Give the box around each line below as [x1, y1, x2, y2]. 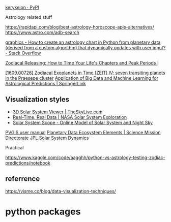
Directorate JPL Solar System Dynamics [5, 135, 89, 141]
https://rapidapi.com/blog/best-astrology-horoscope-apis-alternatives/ [5, 24, 154, 30]
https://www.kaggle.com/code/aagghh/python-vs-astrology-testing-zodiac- [5, 154, 165, 161]
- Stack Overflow [5, 50, 41, 56]
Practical [5, 144, 24, 150]
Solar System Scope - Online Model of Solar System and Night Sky [12, 119, 153, 125]
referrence [5, 175, 40, 183]
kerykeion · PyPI [5, 5, 40, 10]
